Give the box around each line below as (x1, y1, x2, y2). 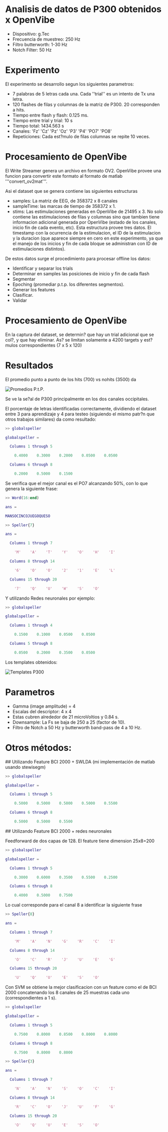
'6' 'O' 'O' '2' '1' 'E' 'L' (14, 568, 115, 573)
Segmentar (12, 276, 36, 282)
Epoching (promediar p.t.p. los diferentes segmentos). (12, 281, 124, 287)
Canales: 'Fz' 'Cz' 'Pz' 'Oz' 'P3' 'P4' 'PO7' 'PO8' (12, 128, 112, 134)
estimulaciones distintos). (12, 246, 66, 252)
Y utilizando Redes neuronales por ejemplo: (5, 595, 95, 601)
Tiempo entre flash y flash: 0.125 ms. (12, 112, 89, 118)
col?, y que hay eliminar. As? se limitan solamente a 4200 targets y (5, 336, 143, 343)
